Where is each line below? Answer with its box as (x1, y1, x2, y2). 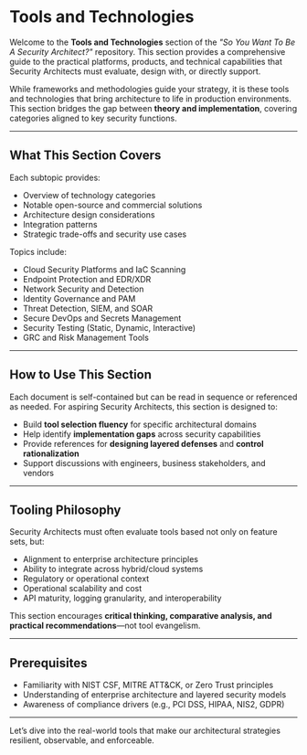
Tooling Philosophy (9, 502, 122, 517)
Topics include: (9, 246, 67, 257)
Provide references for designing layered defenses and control (22, 438, 264, 449)
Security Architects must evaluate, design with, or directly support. (9, 66, 261, 77)
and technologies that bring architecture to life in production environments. (9, 93, 292, 104)
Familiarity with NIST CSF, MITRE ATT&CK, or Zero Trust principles (22, 679, 274, 691)
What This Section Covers (9, 148, 162, 164)
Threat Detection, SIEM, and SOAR (22, 303, 153, 314)
